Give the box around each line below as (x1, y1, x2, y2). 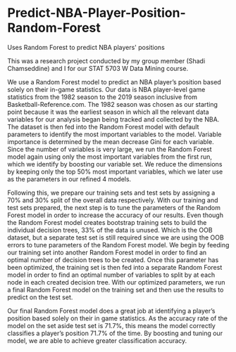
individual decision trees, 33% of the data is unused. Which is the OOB (7, 226, 213, 234)
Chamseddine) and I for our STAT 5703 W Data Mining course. (7, 64, 189, 72)
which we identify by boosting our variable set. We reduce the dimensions (7, 159, 223, 168)
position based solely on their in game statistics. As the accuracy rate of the (7, 314, 228, 322)
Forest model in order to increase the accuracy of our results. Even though (7, 211, 224, 219)
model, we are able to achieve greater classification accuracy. (7, 336, 187, 345)
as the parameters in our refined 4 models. (7, 174, 132, 183)
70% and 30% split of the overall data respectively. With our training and (7, 195, 218, 204)
